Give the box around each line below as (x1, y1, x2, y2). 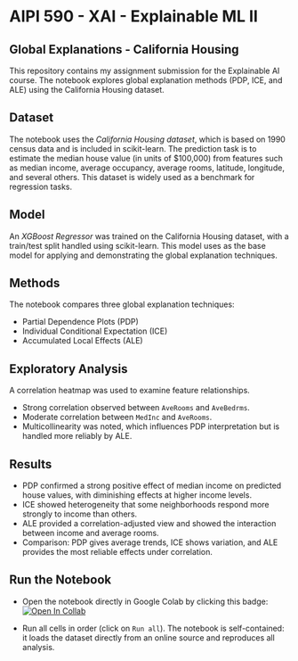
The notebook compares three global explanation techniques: (9, 299, 235, 310)
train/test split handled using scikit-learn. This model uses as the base (9, 240, 267, 251)
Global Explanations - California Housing (9, 42, 239, 57)
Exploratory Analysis (9, 361, 128, 376)
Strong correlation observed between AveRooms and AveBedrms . (21, 402, 251, 413)
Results (9, 457, 52, 472)
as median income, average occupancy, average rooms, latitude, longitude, (9, 162, 285, 173)
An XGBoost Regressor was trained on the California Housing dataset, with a (9, 230, 289, 242)
